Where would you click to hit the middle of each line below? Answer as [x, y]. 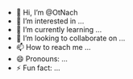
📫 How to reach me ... [53, 47]
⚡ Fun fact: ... [38, 68]
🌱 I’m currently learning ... [59, 29]
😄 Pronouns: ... [42, 59]
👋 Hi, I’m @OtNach [47, 12]
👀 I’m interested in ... [50, 21]
